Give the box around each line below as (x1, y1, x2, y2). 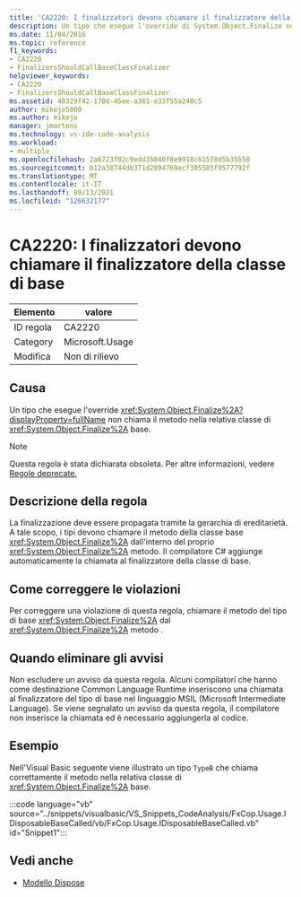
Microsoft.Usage (64, 335, 134, 348)
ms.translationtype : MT (9, 171, 99, 180)
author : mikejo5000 (9, 105, 82, 114)
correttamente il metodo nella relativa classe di (9, 771, 182, 782)
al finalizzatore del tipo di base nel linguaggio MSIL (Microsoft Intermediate (9, 693, 287, 704)
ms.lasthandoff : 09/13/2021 (9, 188, 115, 197)
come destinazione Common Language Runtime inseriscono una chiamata (9, 684, 284, 695)
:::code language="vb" (9, 798, 93, 809)
